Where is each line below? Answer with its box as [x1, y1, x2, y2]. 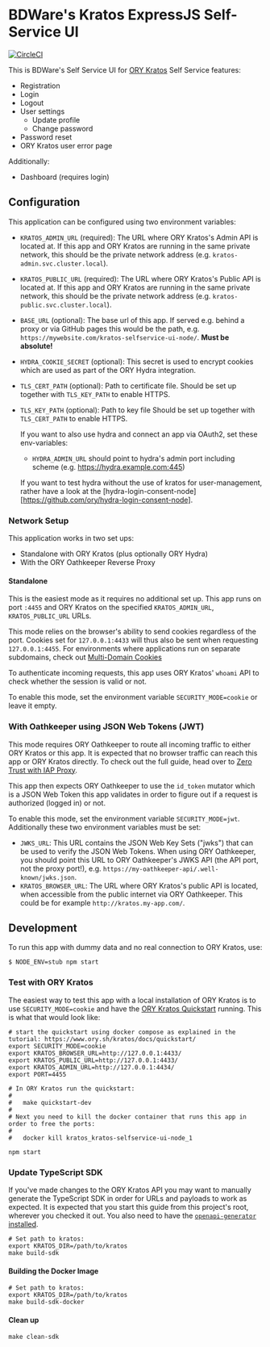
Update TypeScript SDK [8, 1166, 103, 1178]
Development [8, 921, 78, 935]
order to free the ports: [8, 1119, 95, 1127]
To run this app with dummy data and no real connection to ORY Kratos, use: [8, 943, 263, 952]
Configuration [8, 195, 81, 209]
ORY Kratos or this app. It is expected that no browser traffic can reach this [8, 748, 258, 758]
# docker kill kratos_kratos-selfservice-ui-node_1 [8, 1134, 193, 1142]
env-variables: [19, 437, 69, 447]
